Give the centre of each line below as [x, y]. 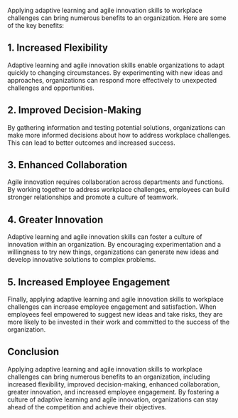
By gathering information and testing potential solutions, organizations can [117, 127]
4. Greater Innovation [55, 219]
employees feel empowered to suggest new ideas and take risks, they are [115, 315]
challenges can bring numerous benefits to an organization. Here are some [117, 18]
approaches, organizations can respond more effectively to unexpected [112, 80]
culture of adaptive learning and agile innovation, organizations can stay [113, 399]
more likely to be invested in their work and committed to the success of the [118, 322]
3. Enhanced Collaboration [67, 165]
